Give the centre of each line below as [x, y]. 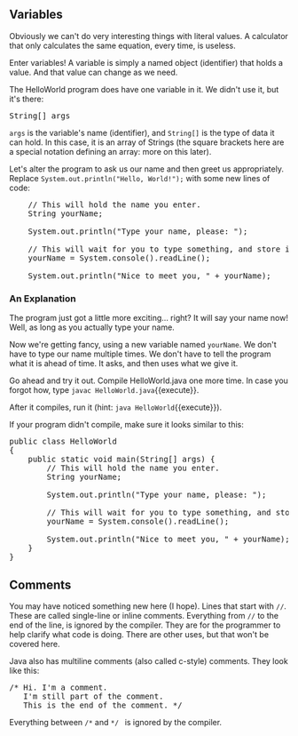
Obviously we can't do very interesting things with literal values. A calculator [149, 36]
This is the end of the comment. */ [103, 705]
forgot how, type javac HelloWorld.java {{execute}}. [104, 390]
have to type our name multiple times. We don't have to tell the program [140, 354]
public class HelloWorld [63, 442]
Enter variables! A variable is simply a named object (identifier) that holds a [146, 62]
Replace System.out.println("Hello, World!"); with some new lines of [140, 178]
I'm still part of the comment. [94, 696]
